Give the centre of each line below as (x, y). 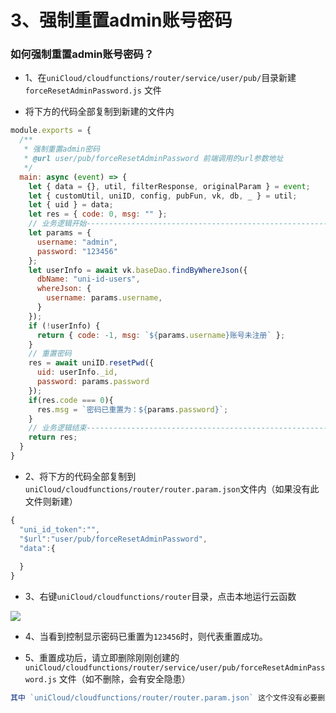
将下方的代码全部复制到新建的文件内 (99, 112)
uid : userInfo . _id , (77, 372)
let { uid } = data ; (71, 205)
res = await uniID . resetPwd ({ (91, 363)
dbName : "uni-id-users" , (88, 279)
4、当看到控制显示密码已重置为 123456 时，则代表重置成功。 (146, 637)
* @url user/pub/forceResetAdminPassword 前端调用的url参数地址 (153, 159)
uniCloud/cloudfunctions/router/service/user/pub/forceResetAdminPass (175, 668)
